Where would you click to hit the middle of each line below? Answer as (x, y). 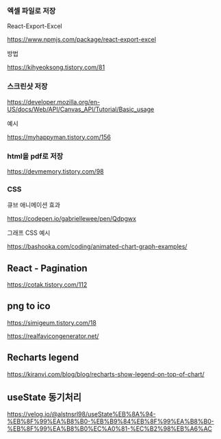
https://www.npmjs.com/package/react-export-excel (81, 40)
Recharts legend (43, 358)
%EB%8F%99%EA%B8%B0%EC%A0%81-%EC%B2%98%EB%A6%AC (109, 429)
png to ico (29, 306)
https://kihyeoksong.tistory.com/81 (56, 67)
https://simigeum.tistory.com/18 (52, 322)
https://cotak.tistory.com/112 (47, 285)
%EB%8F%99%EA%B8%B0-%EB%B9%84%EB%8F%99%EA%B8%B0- (110, 422)
